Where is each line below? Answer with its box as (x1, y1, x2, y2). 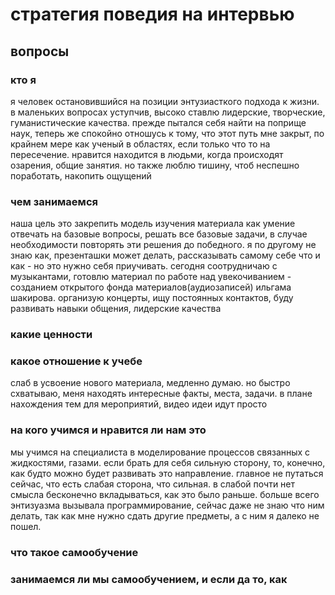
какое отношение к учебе (10, 354, 143, 368)
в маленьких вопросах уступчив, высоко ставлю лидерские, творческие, (10, 106, 326, 118)
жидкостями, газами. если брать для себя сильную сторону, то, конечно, (10, 456, 326, 468)
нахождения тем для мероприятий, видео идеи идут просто (10, 398, 268, 410)
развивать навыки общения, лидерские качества (10, 303, 222, 315)
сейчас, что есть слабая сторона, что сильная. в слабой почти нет (10, 478, 296, 490)
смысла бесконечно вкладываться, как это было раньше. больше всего (10, 488, 320, 500)
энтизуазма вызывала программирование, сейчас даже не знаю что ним (10, 499, 325, 511)
